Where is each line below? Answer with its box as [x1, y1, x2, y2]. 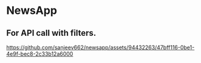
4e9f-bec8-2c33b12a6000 [6, 50, 73, 58]
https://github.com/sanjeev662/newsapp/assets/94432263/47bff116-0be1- [6, 44, 195, 51]
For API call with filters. [6, 28, 97, 38]
